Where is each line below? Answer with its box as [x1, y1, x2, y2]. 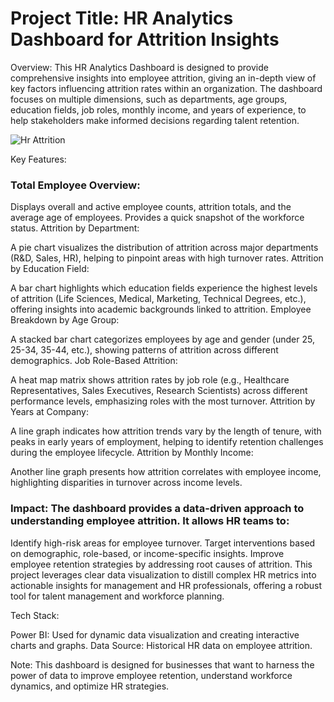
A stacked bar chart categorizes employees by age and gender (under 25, [10, 333, 315, 346]
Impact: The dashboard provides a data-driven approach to [10, 502, 305, 516]
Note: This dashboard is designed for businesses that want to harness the [10, 658, 315, 671]
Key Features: [10, 153, 67, 165]
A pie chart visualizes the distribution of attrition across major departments [10, 242, 319, 254]
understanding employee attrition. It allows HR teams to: [10, 514, 290, 528]
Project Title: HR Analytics [10, 7, 234, 30]
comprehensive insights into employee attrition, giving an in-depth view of [10, 72, 317, 84]
